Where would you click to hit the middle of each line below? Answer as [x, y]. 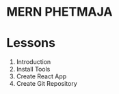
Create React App [41, 76]
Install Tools [33, 69]
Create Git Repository [47, 84]
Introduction [34, 62]
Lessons [31, 43]
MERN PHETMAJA [59, 12]
